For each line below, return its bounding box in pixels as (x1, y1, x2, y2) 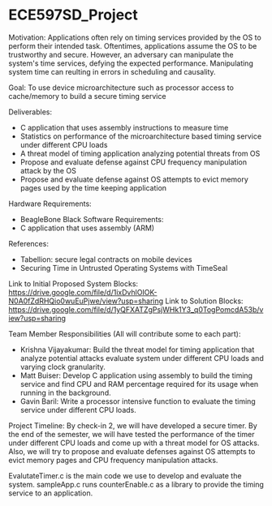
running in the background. (19, 388, 111, 397)
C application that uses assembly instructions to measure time (19, 122, 229, 132)
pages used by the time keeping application (19, 182, 167, 192)
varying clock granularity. (19, 362, 106, 371)
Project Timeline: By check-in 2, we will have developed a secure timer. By (8, 420, 257, 431)
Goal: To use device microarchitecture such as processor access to (8, 83, 234, 92)
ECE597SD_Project (8, 6, 138, 24)
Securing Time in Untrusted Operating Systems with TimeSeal (19, 263, 228, 272)
